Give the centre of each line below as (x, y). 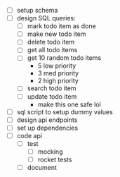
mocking (50, 152)
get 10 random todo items (64, 58)
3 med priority (58, 73)
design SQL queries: (46, 18)
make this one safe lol (69, 104)
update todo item (52, 96)
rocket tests (55, 159)
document (42, 167)
